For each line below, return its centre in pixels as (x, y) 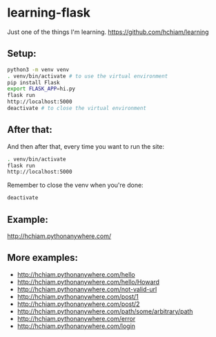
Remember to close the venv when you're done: (75, 185)
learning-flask (49, 13)
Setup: (22, 54)
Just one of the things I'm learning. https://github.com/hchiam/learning (108, 32)
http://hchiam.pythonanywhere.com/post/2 (78, 304)
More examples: (42, 258)
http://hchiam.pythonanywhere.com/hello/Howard (88, 282)
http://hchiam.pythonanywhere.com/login (76, 326)
